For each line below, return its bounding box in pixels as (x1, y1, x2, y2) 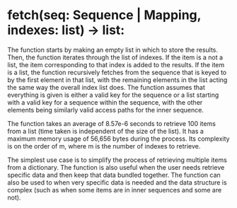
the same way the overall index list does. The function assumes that (7, 83, 205, 91)
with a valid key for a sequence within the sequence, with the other (7, 98, 203, 106)
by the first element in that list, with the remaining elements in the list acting (7, 75, 228, 84)
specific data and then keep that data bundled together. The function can (7, 171, 221, 179)
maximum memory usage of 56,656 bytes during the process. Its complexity (7, 134, 230, 143)
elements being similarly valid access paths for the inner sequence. (7, 105, 204, 114)
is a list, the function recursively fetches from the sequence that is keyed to (7, 68, 227, 76)
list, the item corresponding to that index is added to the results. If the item (7, 60, 225, 69)
